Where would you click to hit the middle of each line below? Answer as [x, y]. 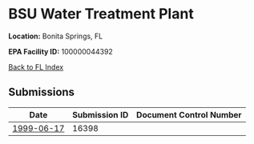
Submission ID [100, 114]
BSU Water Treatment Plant [101, 14]
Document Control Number [189, 114]
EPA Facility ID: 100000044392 [61, 51]
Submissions [41, 92]
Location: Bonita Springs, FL [56, 36]
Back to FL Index [36, 67]
